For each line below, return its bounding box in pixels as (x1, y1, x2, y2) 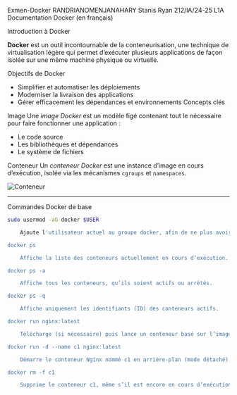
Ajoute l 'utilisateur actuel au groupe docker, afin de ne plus (20, 229, 213, 236)
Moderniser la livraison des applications (17, 91, 134, 99)
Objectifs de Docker (7, 70, 66, 77)
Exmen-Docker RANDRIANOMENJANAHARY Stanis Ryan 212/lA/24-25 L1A (7, 6, 224, 14)
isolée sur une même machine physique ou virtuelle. (7, 56, 159, 64)
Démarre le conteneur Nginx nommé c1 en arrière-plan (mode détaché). (20, 356, 232, 363)
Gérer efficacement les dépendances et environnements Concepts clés (17, 98, 226, 106)
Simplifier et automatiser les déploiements (17, 83, 140, 91)
